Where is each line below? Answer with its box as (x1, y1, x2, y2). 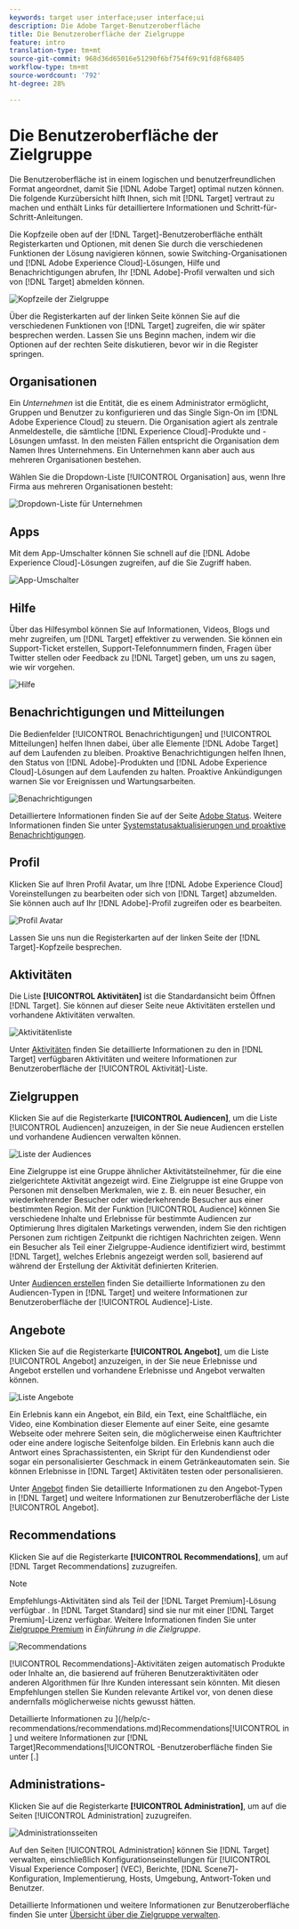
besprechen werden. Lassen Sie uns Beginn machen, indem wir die (9, 329, 256, 340)
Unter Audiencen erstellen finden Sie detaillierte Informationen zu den (9, 1278, 265, 1289)
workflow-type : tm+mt (9, 63, 90, 72)
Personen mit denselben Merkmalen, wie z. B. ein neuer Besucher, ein (9, 1185, 266, 1195)
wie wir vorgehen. (9, 662, 76, 672)
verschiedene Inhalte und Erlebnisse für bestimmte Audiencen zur (9, 1213, 252, 1224)
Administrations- (9, 1777, 106, 1792)
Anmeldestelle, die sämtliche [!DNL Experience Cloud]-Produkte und (9, 426, 261, 437)
